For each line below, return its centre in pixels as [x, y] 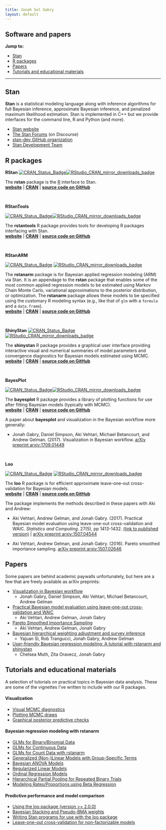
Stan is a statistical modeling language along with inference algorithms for [81, 104]
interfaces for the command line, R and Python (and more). [65, 120]
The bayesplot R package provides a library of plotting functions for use [79, 399]
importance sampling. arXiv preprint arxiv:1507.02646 [67, 549]
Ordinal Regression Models [40, 774]
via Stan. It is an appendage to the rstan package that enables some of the [81, 280]
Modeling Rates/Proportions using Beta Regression [64, 784]
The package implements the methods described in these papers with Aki [80, 503]
